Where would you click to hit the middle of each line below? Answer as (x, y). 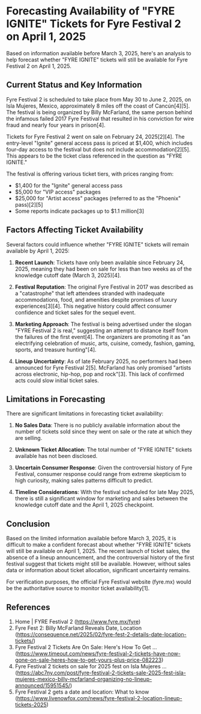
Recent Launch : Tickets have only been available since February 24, (100, 262)
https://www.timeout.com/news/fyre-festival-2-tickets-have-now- (99, 654)
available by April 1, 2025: (38, 251)
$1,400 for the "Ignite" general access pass (69, 185)
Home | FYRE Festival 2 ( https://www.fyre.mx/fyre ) (78, 621)
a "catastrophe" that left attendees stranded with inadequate (90, 293)
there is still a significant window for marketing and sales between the (101, 499)
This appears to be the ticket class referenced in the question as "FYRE (94, 156)
